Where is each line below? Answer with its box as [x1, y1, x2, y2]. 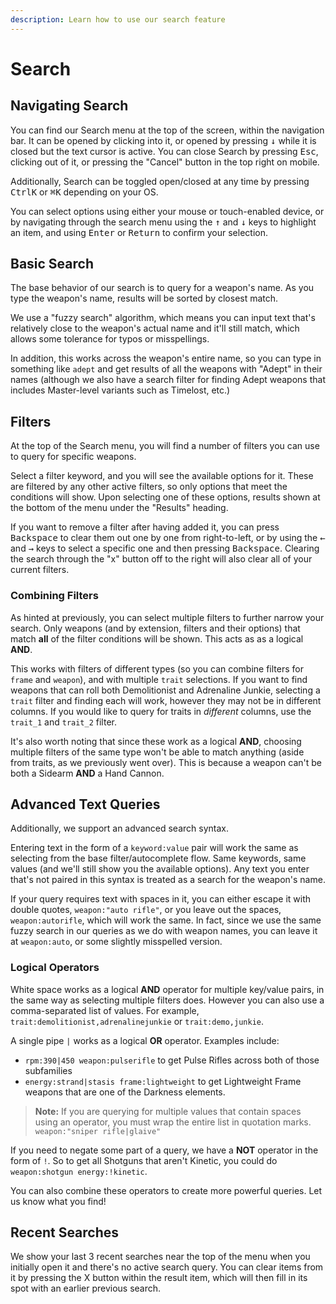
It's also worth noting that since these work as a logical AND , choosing [10, 735, 302, 747]
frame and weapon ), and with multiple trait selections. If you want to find [10, 673, 308, 685]
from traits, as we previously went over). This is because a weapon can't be [10, 756, 322, 768]
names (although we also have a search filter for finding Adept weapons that [10, 374, 326, 386]
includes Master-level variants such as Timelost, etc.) [10, 384, 231, 396]
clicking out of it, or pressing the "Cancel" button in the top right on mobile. [10, 156, 320, 168]
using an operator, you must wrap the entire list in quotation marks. [34, 1116, 312, 1128]
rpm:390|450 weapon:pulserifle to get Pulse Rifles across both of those [24, 1054, 320, 1066]
